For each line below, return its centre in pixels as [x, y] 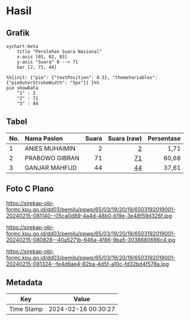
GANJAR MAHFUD [51, 167]
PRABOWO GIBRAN [52, 158]
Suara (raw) [125, 138]
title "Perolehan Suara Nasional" [59, 52]
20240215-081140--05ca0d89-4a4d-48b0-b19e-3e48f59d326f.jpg [89, 215]
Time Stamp [26, 309]
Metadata [24, 283]
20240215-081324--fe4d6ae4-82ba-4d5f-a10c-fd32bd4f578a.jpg [88, 264]
